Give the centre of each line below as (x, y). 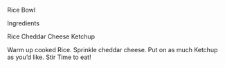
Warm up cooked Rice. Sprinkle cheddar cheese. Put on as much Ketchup (112, 50)
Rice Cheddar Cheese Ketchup (51, 36)
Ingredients (24, 23)
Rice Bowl (21, 10)
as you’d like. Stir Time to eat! (49, 57)
